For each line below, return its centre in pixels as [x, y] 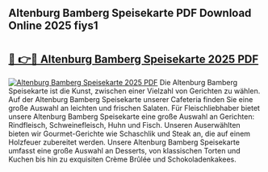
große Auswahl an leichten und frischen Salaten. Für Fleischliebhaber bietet [134, 108]
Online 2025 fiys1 [53, 26]
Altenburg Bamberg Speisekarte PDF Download [130, 13]
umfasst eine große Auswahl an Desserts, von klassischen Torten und [124, 151]
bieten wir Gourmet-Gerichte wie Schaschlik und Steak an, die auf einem [130, 133]
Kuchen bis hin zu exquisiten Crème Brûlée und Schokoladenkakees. [122, 159]
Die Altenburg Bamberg [199, 82]
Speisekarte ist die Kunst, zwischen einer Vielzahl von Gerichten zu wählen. [134, 91]
